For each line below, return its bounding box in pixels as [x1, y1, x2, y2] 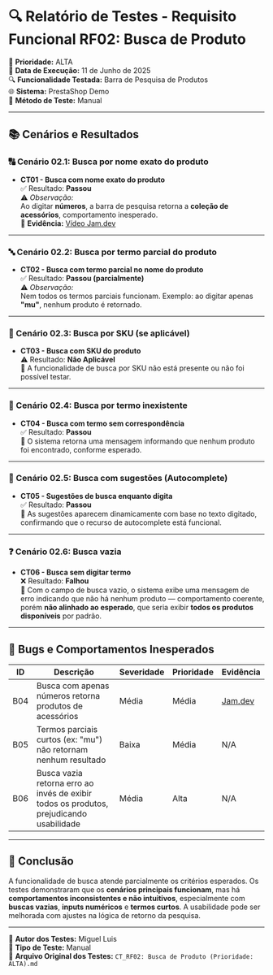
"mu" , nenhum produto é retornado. [19, 299, 142, 310]
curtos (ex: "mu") [36, 734, 103, 745]
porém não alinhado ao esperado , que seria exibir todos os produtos [19, 603, 254, 613]
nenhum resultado [36, 754, 106, 765]
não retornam [36, 743, 89, 755]
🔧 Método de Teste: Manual [8, 95, 102, 105]
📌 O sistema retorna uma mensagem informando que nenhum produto [19, 436, 255, 446]
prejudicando [36, 808, 88, 819]
